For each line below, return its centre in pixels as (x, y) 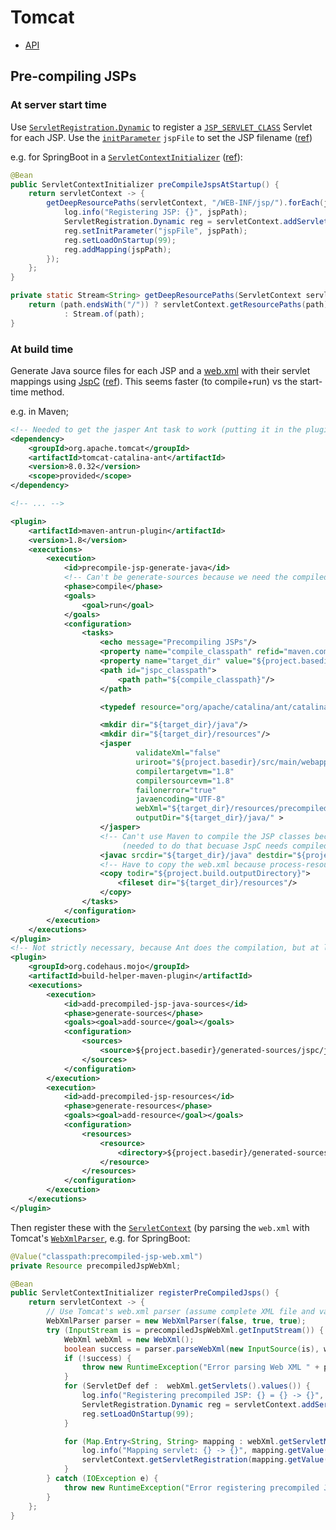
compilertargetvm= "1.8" (185, 771)
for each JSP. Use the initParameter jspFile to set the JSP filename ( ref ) (161, 137)
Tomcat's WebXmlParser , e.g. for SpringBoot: (100, 1238)
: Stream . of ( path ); (104, 314)
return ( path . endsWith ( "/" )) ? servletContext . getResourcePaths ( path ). (180, 305)
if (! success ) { (97, 1358)
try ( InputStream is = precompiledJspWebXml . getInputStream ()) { (185, 1330)
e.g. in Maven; (39, 411)
